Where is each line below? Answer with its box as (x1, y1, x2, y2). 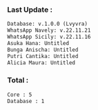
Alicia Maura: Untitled (7, 59, 76, 66)
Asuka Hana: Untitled (7, 39, 70, 46)
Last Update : (7, 5, 53, 15)
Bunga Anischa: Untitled (7, 46, 79, 53)
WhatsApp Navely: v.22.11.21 (7, 27, 91, 34)
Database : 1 (7, 98, 45, 104)
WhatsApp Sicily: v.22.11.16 (7, 33, 91, 41)
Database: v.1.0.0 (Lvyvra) (7, 21, 88, 28)
